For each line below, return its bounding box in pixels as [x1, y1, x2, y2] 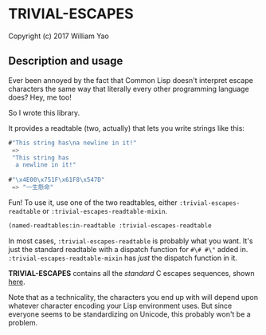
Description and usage [8, 54, 123, 68]
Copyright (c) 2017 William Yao [8, 31, 109, 41]
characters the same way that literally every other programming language [8, 84, 249, 93]
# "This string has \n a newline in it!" [8, 139, 137, 147]
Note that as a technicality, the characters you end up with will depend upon [8, 292, 259, 301]
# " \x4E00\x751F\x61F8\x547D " [8, 176, 105, 184]
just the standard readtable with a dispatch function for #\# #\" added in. [8, 244, 248, 254]
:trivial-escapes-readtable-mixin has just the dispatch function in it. [8, 253, 237, 262]
